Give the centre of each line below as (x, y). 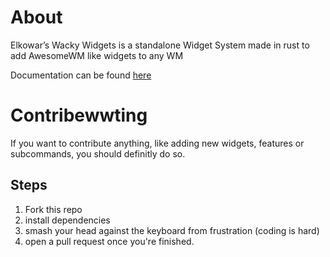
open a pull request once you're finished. (109, 241)
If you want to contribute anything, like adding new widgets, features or (157, 143)
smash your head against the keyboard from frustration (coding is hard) (172, 230)
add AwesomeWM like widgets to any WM (97, 55)
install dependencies (67, 220)
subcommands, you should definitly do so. (98, 153)
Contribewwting (79, 115)
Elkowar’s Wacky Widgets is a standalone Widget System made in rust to (160, 45)
